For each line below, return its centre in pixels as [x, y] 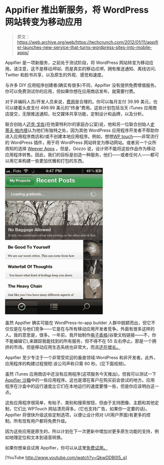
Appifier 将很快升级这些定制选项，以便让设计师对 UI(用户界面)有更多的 [76, 415]
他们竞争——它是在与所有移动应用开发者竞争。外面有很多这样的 [90, 329]
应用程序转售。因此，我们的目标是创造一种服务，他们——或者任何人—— [78, 155]
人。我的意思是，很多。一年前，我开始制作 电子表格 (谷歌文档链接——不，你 [81, 335]
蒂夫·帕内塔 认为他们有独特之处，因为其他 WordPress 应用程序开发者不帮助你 [82, 130]
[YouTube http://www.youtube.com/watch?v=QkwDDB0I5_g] [66, 457]
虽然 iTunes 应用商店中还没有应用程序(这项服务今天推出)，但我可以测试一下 [81, 374]
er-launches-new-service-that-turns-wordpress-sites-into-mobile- [84, 47]
